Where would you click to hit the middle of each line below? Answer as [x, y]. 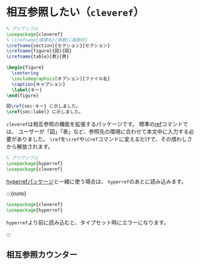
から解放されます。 [30, 147]
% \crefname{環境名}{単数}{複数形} [47, 40]
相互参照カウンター [42, 254]
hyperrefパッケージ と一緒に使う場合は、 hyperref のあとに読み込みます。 [97, 181]
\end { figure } [23, 96]
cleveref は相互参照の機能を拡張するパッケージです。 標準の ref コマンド [95, 124]
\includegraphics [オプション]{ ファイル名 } [61, 79]
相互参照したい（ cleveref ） [75, 12]
